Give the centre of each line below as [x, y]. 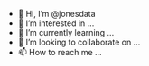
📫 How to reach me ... [60, 52]
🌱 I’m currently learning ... [66, 33]
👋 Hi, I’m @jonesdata [57, 14]
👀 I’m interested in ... [56, 23]
